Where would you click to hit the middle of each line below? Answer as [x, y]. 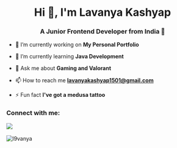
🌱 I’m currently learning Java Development [69, 57]
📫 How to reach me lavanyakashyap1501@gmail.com [84, 80]
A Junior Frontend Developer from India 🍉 [103, 32]
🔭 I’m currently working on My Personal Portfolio [77, 44]
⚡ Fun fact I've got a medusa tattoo [60, 95]
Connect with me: [33, 113]
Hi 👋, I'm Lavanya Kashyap [103, 12]
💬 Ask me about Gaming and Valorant [63, 68]
